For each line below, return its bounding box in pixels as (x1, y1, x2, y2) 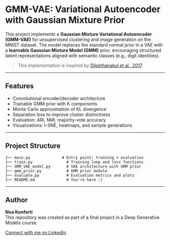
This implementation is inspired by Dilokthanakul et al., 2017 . (17, 62, 143, 68)
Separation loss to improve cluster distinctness (12, 111, 110, 117)
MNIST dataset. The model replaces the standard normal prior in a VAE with (5, 42, 163, 48)
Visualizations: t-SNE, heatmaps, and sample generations (12, 122, 133, 128)
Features (5, 82, 34, 91)
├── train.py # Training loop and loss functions (5, 159, 144, 165)
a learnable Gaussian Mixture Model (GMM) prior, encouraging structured (5, 47, 161, 53)
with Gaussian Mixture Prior (5, 14, 125, 26)
